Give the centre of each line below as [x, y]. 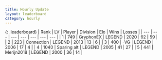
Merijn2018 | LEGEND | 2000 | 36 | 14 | [44, 52]
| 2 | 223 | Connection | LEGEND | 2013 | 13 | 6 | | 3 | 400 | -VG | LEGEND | [80, 42]
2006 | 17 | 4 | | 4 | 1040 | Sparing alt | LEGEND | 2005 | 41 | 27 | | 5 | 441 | [79, 47]
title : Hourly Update [27, 9]
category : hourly [23, 18]
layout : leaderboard [26, 14]
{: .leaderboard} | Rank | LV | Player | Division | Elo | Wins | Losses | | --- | [79, 32]
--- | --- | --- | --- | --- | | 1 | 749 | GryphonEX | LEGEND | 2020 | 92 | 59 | [84, 37]
